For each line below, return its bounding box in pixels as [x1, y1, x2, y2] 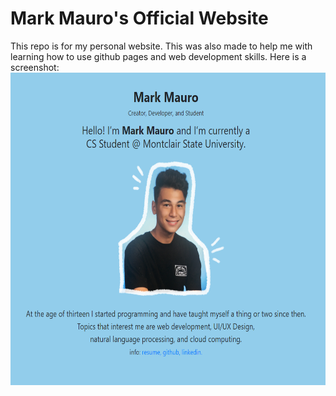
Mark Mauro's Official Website [10, 7, 269, 30]
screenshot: [10, 61, 60, 73]
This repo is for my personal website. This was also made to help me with [10, 40, 313, 52]
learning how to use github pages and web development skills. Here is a [10, 50, 307, 62]
